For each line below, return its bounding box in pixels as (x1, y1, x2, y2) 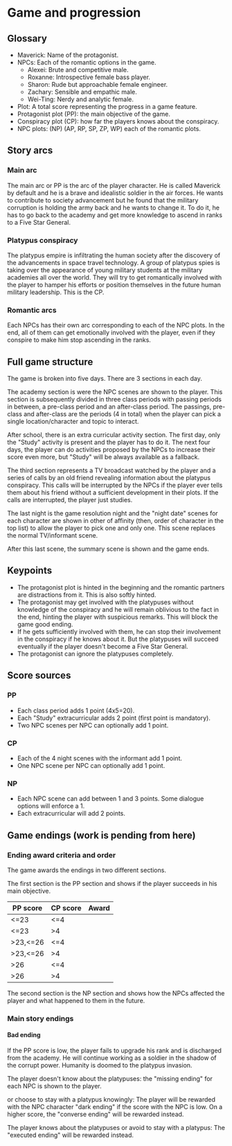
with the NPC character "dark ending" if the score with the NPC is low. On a (7, 1103, 223, 1111)
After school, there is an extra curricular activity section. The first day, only (7, 431, 221, 439)
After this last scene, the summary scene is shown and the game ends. (7, 545, 210, 553)
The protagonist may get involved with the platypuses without (17, 598, 194, 606)
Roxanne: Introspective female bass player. (27, 73, 151, 81)
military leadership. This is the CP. (7, 288, 105, 296)
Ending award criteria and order (7, 850, 116, 859)
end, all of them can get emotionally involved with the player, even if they (7, 328, 216, 337)
